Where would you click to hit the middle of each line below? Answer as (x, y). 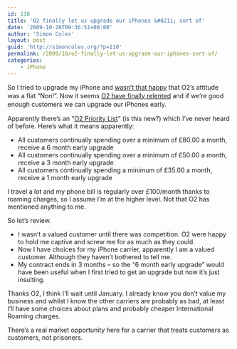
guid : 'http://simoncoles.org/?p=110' (65, 47)
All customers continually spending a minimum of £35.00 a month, (115, 170)
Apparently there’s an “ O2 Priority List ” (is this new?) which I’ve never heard (118, 118)
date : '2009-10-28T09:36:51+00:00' (60, 27)
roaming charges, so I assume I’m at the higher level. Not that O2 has (109, 199)
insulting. (31, 279)
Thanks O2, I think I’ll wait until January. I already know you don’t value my (117, 293)
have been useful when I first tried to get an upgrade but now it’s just (118, 272)
